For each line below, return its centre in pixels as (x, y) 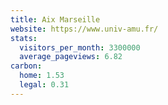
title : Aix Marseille (55, 19)
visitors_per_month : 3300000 (80, 47)
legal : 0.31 (44, 85)
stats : (24, 38)
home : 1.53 (42, 76)
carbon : (26, 66)
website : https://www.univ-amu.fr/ (84, 29)
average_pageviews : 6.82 (71, 57)
